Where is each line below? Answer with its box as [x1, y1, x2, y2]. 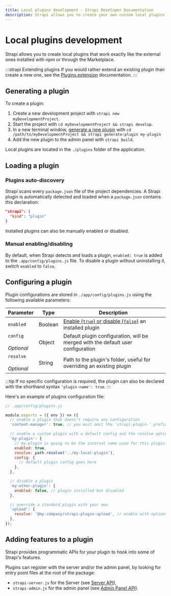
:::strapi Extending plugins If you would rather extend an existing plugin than [5, 67, 165, 73]
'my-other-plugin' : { [10, 483, 56, 489]
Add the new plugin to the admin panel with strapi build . [12, 137, 134, 143]
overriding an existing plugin [63, 362, 131, 369]
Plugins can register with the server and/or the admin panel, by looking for [5, 564, 161, 570]
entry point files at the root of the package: [5, 569, 95, 576]
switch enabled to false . [5, 263, 56, 269]
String [38, 359, 53, 366]
